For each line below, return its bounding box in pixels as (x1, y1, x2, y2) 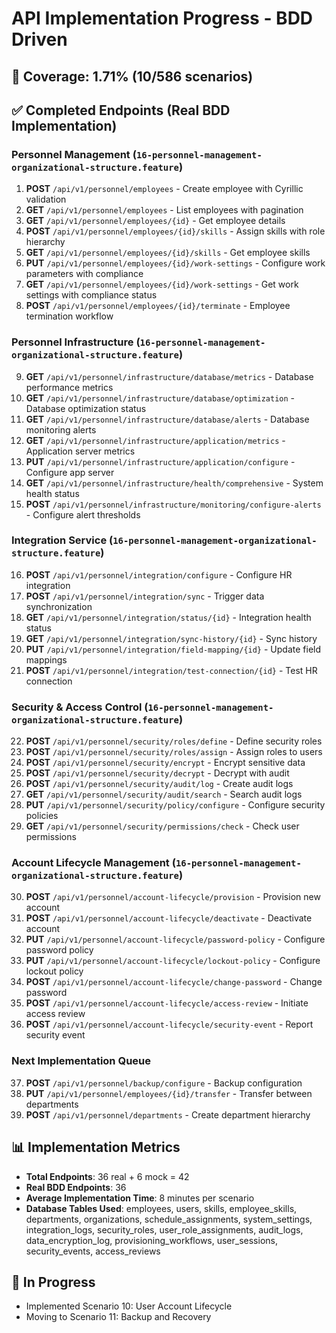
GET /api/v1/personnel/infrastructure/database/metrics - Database (25, 370, 314, 382)
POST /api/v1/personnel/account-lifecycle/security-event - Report (25, 1018, 314, 1031)
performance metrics (25, 381, 114, 393)
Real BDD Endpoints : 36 (25, 1181, 127, 1193)
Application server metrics (25, 445, 136, 457)
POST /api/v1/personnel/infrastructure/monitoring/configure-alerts (25, 498, 322, 510)
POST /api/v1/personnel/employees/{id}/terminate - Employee (25, 300, 291, 312)
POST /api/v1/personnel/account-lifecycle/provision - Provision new (25, 891, 321, 903)
